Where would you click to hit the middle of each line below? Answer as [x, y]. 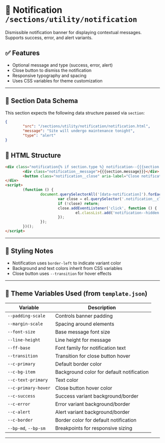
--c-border [20, 420]
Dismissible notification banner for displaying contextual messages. [73, 32]
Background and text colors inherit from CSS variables [67, 268]
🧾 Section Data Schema [42, 101]
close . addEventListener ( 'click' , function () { [107, 208]
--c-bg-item [22, 372]
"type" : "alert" [39, 136]
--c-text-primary [28, 380]
